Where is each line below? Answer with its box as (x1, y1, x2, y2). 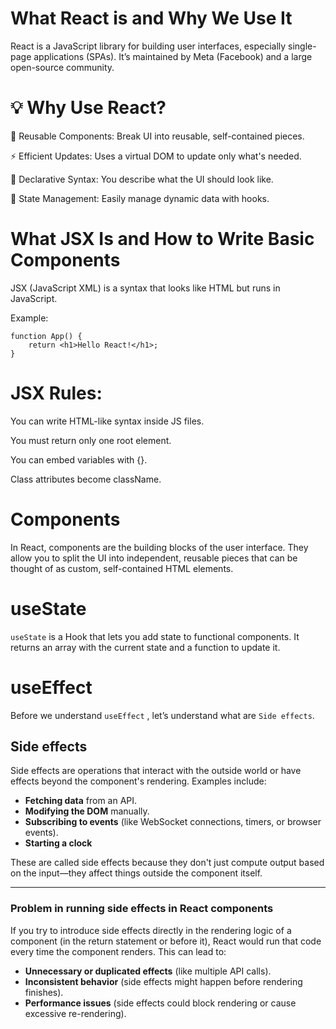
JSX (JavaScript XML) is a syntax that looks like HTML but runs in (10, 282, 281, 294)
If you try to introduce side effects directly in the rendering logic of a (10, 924, 292, 936)
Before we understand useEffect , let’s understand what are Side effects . (10, 709, 315, 721)
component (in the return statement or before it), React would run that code (10, 935, 322, 947)
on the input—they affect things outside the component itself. (10, 867, 263, 879)
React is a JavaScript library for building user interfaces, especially (10, 40, 287, 52)
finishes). (24, 986, 64, 998)
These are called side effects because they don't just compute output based (10, 857, 325, 869)
